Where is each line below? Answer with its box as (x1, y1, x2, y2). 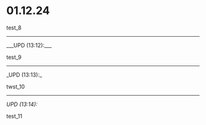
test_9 (6, 53, 22, 61)
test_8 (6, 24, 21, 31)
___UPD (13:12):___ (6, 41, 52, 49)
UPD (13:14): (6, 100, 38, 108)
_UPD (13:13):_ (6, 71, 42, 78)
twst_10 (6, 83, 25, 90)
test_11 (6, 112, 23, 119)
